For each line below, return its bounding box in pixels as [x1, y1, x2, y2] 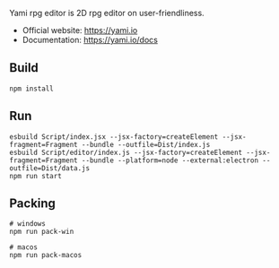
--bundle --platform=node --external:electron [81, 156, 258, 165]
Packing [9, 196, 57, 212]
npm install [9, 84, 54, 93]
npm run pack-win [9, 228, 74, 237]
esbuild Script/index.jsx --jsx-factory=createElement [9, 132, 219, 142]
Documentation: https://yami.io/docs [22, 35, 159, 45]
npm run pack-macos [9, 251, 83, 260]
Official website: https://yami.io [22, 25, 138, 35]
